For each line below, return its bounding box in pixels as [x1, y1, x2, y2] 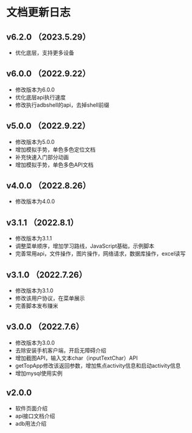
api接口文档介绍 [15, 412, 55, 420]
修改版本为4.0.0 [15, 198, 55, 205]
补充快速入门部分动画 [15, 153, 69, 160]
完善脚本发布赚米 [15, 302, 59, 310]
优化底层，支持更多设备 [15, 49, 74, 56]
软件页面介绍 [15, 404, 48, 412]
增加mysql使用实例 [15, 370, 63, 377]
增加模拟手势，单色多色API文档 [15, 161, 94, 168]
